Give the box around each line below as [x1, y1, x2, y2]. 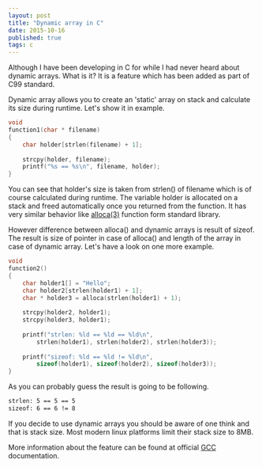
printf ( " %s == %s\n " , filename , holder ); [22, 163, 160, 171]
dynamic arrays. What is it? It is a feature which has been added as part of [8, 71, 250, 81]
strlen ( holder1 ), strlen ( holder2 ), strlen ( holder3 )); [36, 338, 217, 346]
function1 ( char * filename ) [8, 126, 101, 134]
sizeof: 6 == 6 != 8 [8, 404, 77, 412]
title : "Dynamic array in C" [8, 19, 104, 27]
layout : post [8, 11, 51, 20]
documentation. [8, 450, 60, 460]
